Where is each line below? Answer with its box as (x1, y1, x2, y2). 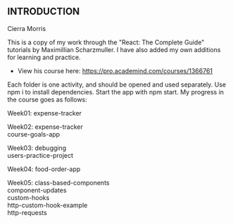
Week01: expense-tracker (7, 108, 82, 117)
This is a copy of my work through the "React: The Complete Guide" (7, 38, 205, 46)
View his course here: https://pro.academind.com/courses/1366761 (17, 66, 213, 75)
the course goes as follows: (7, 95, 88, 104)
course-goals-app (7, 130, 61, 138)
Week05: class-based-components (7, 178, 110, 187)
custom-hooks (7, 193, 50, 201)
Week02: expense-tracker (7, 123, 83, 131)
